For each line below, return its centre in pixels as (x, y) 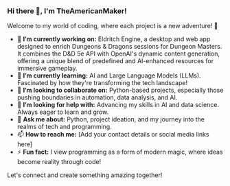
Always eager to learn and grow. (63, 112)
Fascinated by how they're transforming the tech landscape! (102, 83)
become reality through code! (59, 162)
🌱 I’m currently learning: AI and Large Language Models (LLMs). (109, 75)
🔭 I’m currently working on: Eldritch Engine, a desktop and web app (114, 39)
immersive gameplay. (47, 69)
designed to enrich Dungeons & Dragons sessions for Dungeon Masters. (119, 47)
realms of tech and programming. (64, 127)
